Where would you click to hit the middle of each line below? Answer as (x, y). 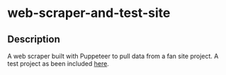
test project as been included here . (58, 64)
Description (34, 39)
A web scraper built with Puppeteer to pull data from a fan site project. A (113, 56)
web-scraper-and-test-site (89, 13)
